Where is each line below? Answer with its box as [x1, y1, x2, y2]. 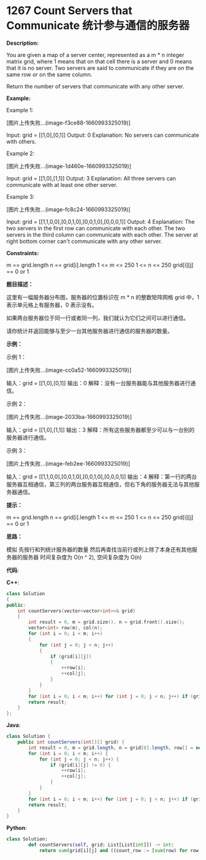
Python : [6, 824, 27, 832]
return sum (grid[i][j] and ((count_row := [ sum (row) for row [39, 848, 199, 854]
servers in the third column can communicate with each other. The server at [6, 231, 198, 238]
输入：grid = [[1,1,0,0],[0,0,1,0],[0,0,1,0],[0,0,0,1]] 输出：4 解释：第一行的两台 [6, 473, 197, 480]
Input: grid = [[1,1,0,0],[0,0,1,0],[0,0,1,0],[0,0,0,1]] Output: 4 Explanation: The [6, 218, 195, 225]
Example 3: [6, 193, 35, 200]
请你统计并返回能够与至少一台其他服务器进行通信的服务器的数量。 [6, 327, 173, 334]
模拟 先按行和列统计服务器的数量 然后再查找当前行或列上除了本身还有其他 [6, 545, 192, 553]
